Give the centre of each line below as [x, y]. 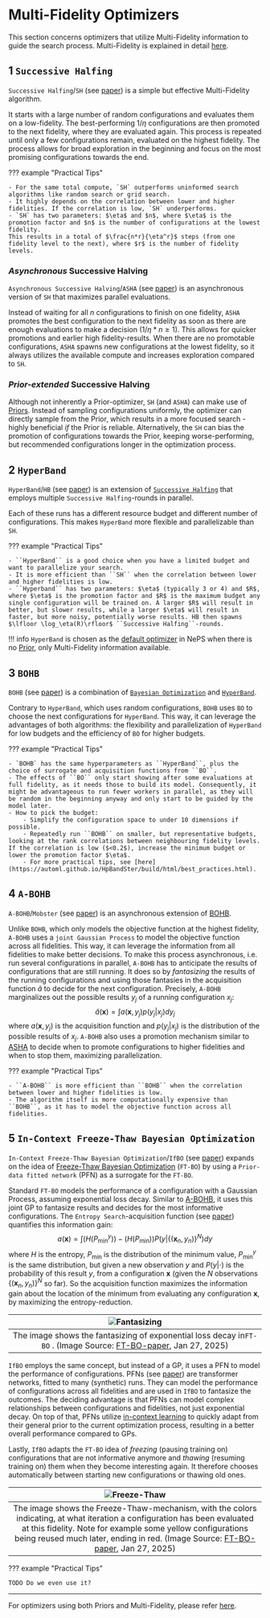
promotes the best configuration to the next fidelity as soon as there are [127, 321]
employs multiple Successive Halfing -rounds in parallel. [101, 498]
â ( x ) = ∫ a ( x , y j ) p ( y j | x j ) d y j [135, 1012]
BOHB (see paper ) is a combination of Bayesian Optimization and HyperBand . [133, 692]
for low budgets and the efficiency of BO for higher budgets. [107, 733]
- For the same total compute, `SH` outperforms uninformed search [124, 187]
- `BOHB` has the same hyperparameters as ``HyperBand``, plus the [124, 764]
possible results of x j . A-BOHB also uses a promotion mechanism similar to [129, 1037]
